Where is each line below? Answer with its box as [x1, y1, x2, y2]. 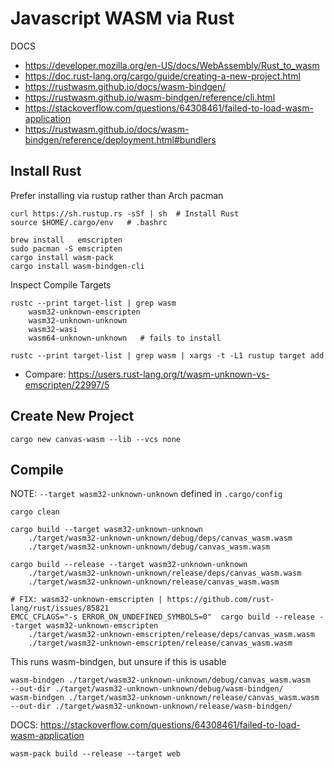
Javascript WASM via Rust [10, 7, 235, 30]
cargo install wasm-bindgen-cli [10, 261, 145, 271]
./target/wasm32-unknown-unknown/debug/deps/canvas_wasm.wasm [28, 533, 293, 544]
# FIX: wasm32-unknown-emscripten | [10, 595, 163, 605]
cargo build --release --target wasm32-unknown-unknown [10, 560, 248, 570]
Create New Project [10, 408, 135, 425]
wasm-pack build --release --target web [10, 749, 182, 759]
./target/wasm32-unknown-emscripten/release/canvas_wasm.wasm [28, 638, 293, 649]
